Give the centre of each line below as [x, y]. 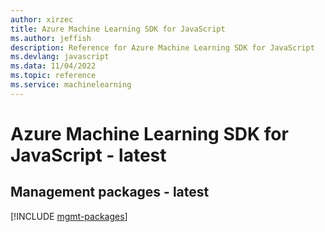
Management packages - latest [110, 192]
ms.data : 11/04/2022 [53, 66]
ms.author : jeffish [51, 38]
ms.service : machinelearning [71, 85]
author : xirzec [42, 19]
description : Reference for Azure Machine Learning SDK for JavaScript [162, 47]
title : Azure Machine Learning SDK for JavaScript [118, 29]
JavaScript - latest [88, 155]
